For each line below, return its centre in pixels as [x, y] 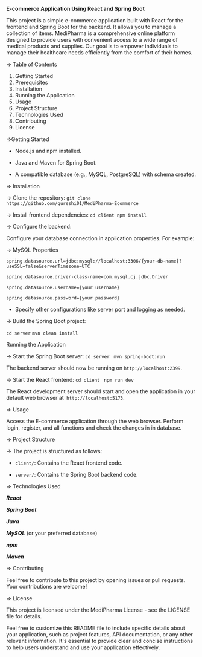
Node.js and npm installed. [48, 151]
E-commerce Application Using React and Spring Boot [75, 9]
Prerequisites [31, 82]
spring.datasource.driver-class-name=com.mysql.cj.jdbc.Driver [87, 277]
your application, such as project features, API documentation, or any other [99, 634]
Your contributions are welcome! [47, 587]
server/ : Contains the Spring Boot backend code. [76, 475]
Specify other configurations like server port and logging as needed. [100, 309]
